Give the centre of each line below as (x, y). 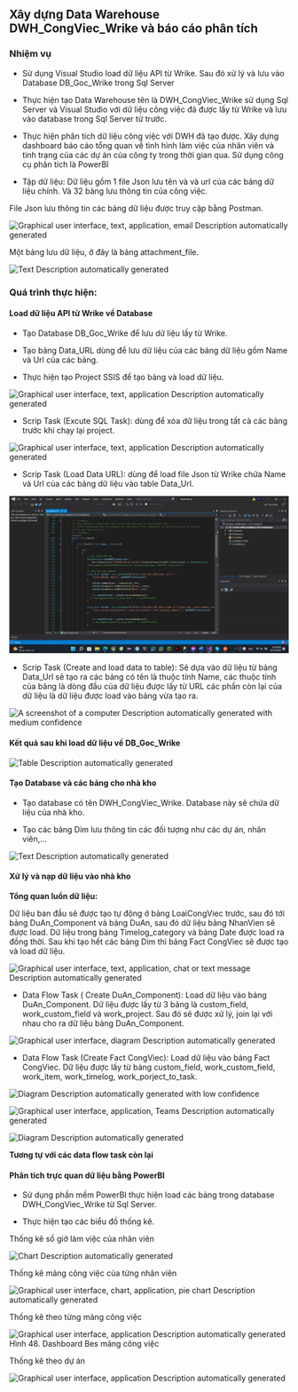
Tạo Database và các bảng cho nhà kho (83, 783)
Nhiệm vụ (30, 54)
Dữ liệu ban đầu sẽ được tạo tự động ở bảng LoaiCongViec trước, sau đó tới (147, 913)
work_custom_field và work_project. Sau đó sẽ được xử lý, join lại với (147, 1014)
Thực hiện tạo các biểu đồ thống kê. (88, 1221)
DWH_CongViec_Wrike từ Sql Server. (89, 1205)
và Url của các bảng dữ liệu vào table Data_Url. (108, 483)
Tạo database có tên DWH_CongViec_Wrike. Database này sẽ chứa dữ (150, 802)
